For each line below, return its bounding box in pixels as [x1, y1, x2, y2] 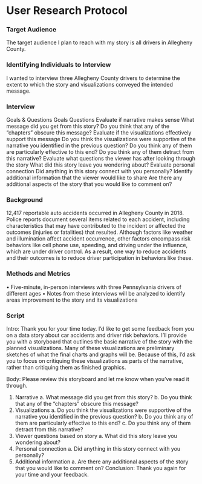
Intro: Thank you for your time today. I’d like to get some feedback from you [6, 325, 195, 332]
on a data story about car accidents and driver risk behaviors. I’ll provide [6, 331, 187, 339]
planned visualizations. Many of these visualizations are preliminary [6, 344, 175, 351]
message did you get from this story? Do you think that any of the [6, 122, 170, 130]
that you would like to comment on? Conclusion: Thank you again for [15, 464, 186, 471]
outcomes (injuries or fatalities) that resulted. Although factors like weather [6, 228, 193, 236]
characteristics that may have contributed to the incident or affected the [6, 222, 186, 230]
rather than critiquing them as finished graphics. [6, 363, 126, 371]
